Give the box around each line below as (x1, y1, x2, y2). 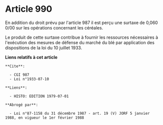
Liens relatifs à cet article (5, 54, 58, 60)
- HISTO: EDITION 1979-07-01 (9, 94, 69, 99)
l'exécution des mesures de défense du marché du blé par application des (5, 39, 155, 45)
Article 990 (5, 3, 52, 15)
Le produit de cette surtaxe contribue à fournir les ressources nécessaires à (5, 34, 158, 40)
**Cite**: (5, 64, 25, 69)
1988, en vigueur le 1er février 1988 (5, 115, 84, 120)
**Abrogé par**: (5, 102, 38, 107)
